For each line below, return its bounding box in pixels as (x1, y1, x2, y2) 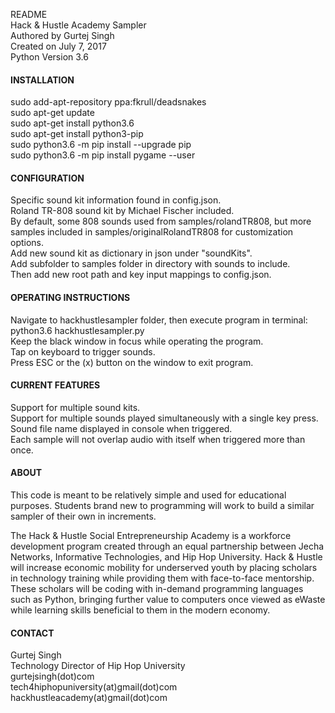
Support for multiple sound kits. (10, 401, 141, 413)
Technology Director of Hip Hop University (10, 660, 186, 672)
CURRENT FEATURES (10, 379, 101, 391)
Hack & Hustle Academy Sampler (10, 19, 147, 31)
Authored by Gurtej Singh (10, 30, 115, 41)
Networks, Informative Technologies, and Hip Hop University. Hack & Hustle (10, 551, 323, 563)
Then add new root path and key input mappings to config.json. (10, 269, 272, 281)
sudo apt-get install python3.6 (10, 117, 135, 129)
